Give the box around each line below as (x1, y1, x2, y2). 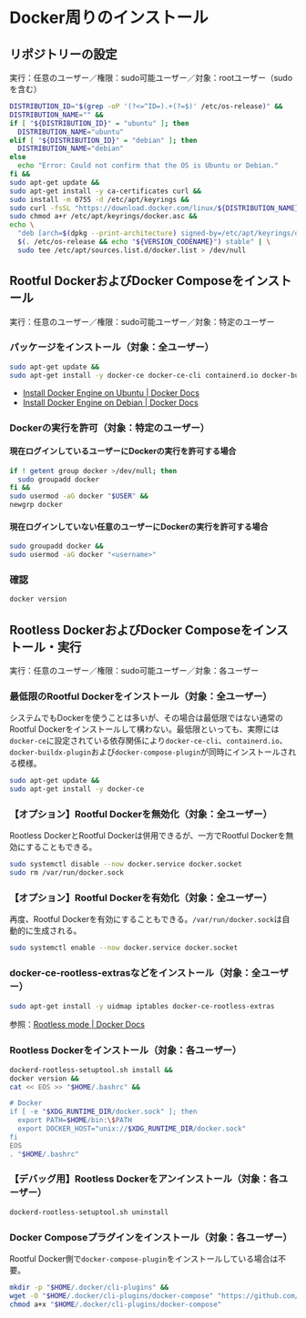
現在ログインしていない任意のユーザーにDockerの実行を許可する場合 (9, 521, 269, 532)
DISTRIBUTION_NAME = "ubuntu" (17, 127, 125, 137)
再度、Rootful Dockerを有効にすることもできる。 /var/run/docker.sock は (9, 914, 282, 925)
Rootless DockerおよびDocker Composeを (9, 622, 253, 637)
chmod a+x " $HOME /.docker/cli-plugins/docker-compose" (9, 1300, 222, 1309)
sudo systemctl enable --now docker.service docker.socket (9, 943, 239, 953)
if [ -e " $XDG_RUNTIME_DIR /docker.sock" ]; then (9, 1107, 198, 1117)
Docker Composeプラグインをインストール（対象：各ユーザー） (9, 1231, 293, 1243)
